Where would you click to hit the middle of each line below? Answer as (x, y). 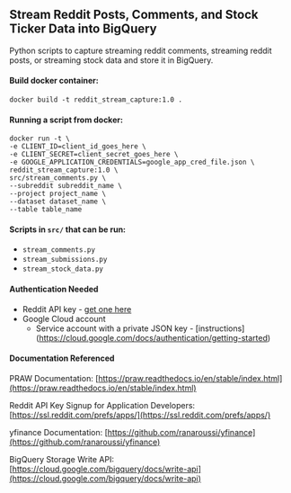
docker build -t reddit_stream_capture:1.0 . (96, 100)
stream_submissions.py (65, 260)
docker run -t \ (40, 139)
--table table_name (46, 210)
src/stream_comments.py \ (57, 178)
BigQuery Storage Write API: (62, 459)
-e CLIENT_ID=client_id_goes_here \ (78, 147)
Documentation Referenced (62, 358)
